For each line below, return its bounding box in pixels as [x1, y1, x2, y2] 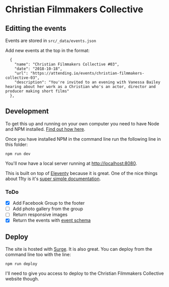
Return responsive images [12, 211, 68, 218]
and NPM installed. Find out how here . [5, 126, 86, 132]
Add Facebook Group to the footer [12, 200, 85, 206]
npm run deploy [5, 261, 38, 267]
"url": [14, 71, 29, 76]
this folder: [5, 141, 28, 147]
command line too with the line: [5, 252, 71, 258]
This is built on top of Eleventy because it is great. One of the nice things [5, 170, 158, 176]
